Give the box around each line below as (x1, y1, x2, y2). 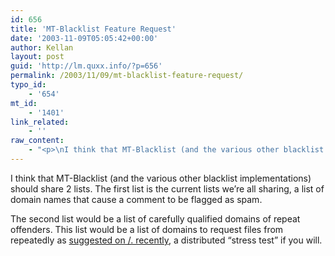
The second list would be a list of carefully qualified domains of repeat (10, 212, 301, 225)
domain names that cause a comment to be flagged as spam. (10, 193, 263, 205)
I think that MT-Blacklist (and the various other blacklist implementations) (10, 172, 312, 184)
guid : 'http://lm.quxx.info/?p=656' (10, 61, 163, 71)
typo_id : (10, 80, 47, 90)
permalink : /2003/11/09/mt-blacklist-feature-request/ (10, 71, 244, 81)
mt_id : (10, 98, 38, 108)
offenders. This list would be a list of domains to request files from (10, 223, 284, 235)
